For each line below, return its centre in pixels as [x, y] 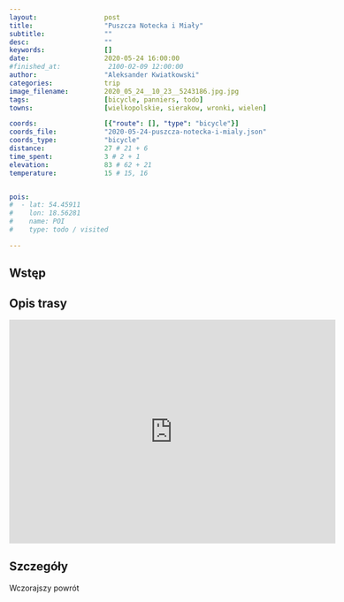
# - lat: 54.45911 [45, 205]
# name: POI [37, 222]
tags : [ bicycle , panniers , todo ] [106, 99]
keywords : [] [61, 50]
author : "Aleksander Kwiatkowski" [104, 75]
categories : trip [65, 83]
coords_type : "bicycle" [75, 141]
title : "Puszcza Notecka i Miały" [106, 26]
